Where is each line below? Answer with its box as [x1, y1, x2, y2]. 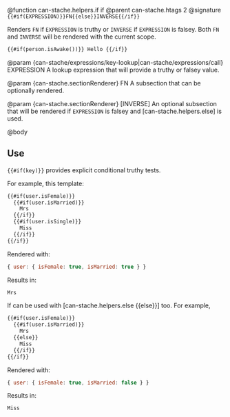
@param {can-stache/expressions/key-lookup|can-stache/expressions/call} [7, 58, 224, 66]
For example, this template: [7, 179, 84, 187]
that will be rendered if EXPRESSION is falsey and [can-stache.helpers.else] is [7, 107, 222, 115]
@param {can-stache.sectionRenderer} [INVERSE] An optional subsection [7, 99, 217, 108]
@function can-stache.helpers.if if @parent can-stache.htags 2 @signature [7, 6, 222, 14]
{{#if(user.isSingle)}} [13, 218, 81, 225]
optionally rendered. [7, 86, 65, 94]
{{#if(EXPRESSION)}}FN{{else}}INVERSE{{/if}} [7, 13, 140, 20]
